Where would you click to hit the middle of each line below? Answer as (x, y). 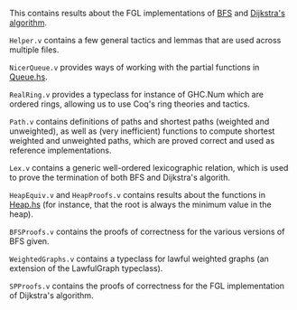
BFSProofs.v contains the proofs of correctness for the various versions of (147, 231)
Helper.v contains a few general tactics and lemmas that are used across (145, 40)
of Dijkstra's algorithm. (51, 296)
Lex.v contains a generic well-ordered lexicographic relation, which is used (149, 168)
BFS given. (29, 241)
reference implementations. (60, 150)
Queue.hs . (28, 77)
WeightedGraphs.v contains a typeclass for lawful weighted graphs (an (139, 258)
